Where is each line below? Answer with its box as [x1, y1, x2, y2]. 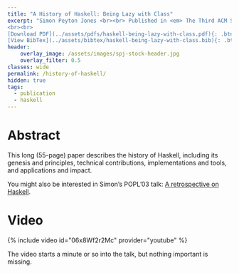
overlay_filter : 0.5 [20, 57, 81, 64]
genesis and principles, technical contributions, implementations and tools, [7, 158, 227, 167]
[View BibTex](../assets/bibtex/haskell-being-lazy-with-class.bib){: [7, 37, 221, 44]
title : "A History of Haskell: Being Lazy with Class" [7, 10, 174, 18]
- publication [14, 90, 55, 97]
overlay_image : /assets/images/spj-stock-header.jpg [20, 51, 180, 58]
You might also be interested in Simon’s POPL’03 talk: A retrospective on [7, 180, 219, 188]
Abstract [7, 128, 60, 143]
